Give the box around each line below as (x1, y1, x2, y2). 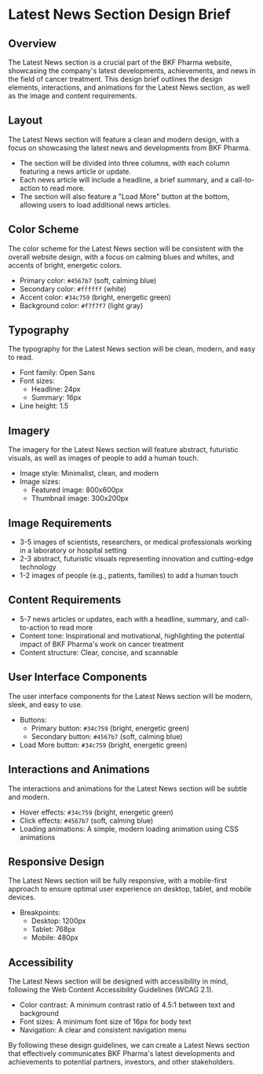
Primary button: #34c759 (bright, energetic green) (31, 723, 190, 733)
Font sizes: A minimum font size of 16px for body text (19, 1017, 192, 1027)
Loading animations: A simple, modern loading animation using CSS (19, 824, 239, 833)
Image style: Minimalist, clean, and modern (19, 469, 159, 478)
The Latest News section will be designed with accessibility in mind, (8, 977, 228, 986)
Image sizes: (19, 477, 61, 487)
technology (19, 562, 57, 572)
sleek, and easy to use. (8, 700, 83, 709)
